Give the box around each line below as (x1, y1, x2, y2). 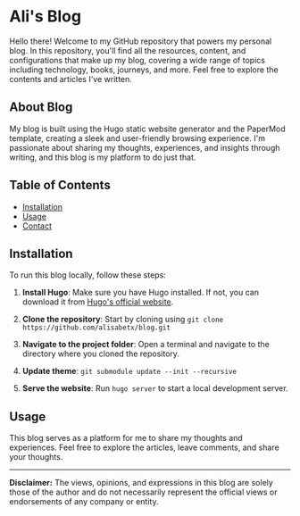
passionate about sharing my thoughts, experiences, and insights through (9, 142, 280, 153)
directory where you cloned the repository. (21, 348, 180, 359)
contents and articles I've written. (9, 73, 132, 84)
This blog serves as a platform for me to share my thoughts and (9, 433, 243, 444)
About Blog (9, 100, 73, 115)
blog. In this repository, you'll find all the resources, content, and (9, 45, 246, 55)
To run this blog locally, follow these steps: (9, 270, 167, 280)
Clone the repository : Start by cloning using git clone (21, 314, 224, 325)
